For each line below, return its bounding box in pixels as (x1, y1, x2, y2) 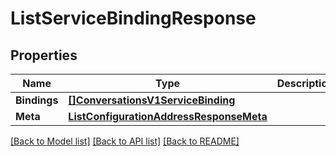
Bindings (15, 93, 59, 107)
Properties (10, 47, 78, 64)
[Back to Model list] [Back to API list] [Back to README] (10, 135, 240, 147)
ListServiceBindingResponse (10, 7, 257, 30)
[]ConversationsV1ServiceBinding (68, 93, 236, 107)
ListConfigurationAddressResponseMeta (68, 110, 268, 123)
